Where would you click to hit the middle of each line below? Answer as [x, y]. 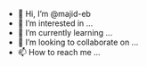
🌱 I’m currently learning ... [65, 33]
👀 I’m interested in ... [55, 23]
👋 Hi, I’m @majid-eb [54, 14]
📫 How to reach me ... [59, 52]
